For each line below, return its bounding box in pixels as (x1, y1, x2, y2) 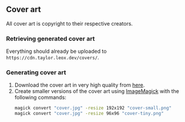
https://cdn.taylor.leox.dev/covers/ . (6, 54, 99, 61)
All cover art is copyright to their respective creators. (6, 20, 133, 27)
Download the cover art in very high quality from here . (14, 81, 145, 89)
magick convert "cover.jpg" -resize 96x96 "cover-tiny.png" (14, 110, 164, 117)
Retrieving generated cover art (6, 34, 95, 42)
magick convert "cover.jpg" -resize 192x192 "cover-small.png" (14, 105, 172, 111)
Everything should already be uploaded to (6, 48, 107, 55)
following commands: (14, 94, 67, 101)
